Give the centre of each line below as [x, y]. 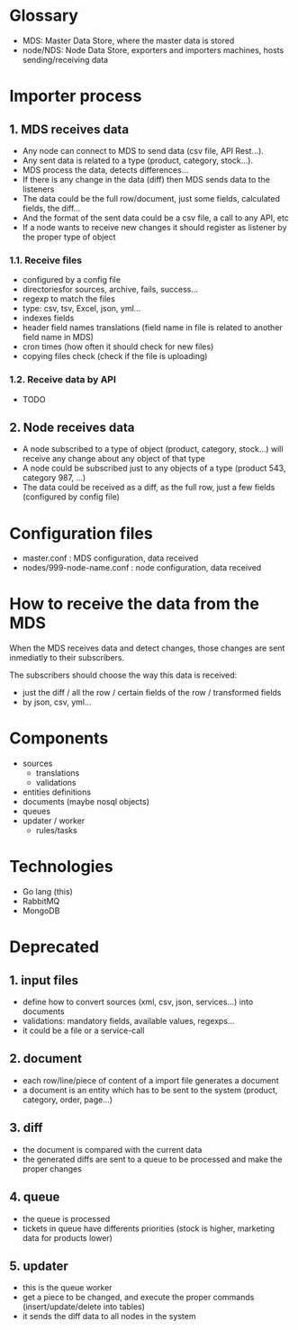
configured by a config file [72, 280]
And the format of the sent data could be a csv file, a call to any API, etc [156, 218]
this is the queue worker [67, 1288]
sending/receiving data [65, 59]
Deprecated [54, 947]
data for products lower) [67, 1237]
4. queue [35, 1197]
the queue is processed [66, 1218]
